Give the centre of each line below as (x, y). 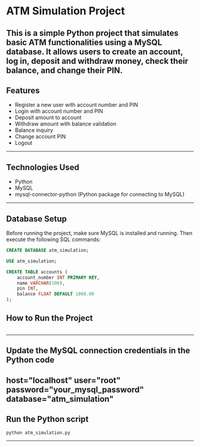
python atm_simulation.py (38, 433)
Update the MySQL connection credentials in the (98, 351)
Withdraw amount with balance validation (65, 124)
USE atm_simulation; (32, 261)
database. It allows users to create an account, (95, 52)
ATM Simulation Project (65, 11)
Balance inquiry (34, 130)
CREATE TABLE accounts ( (37, 272)
